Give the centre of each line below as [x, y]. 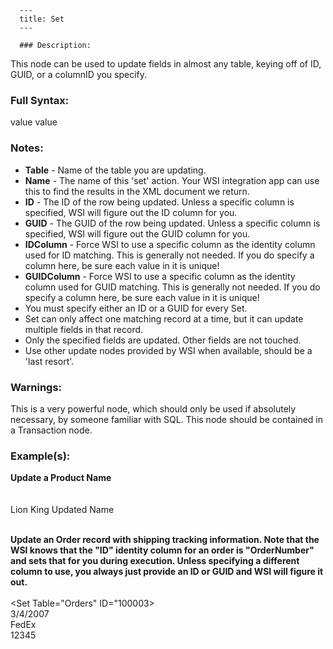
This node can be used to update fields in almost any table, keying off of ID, [166, 64]
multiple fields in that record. [84, 329]
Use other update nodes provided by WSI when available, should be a [168, 350]
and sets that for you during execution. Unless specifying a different [155, 561]
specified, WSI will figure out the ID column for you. [131, 212]
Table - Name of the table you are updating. [115, 170]
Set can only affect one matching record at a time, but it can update [164, 318]
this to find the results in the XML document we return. [137, 191]
